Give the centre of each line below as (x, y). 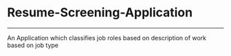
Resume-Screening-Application (100, 13)
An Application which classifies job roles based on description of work (107, 38)
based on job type (33, 45)
